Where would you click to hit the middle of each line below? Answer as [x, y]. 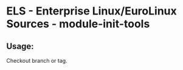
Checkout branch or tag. [37, 61]
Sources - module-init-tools [78, 24]
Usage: [20, 46]
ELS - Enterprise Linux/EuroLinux [92, 11]
